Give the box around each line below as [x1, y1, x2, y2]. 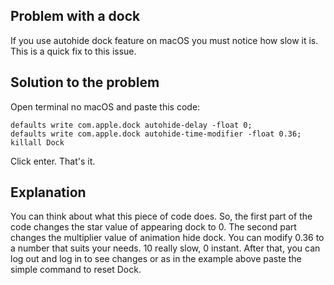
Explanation [10, 184, 87, 201]
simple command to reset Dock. [10, 264, 142, 276]
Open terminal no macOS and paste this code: [10, 100, 201, 113]
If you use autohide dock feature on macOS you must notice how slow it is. [10, 34, 319, 46]
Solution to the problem [10, 74, 160, 91]
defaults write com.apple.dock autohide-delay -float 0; [10, 120, 253, 130]
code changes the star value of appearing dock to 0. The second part [10, 221, 297, 233]
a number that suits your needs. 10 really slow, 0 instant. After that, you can [10, 242, 321, 254]
